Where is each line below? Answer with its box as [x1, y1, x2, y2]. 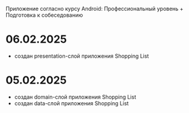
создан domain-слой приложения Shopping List [14, 93, 137, 100]
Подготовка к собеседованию [5, 11, 84, 19]
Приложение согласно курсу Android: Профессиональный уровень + [5, 5, 184, 12]
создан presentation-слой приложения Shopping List [14, 52, 149, 60]
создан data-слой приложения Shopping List [14, 99, 129, 107]
